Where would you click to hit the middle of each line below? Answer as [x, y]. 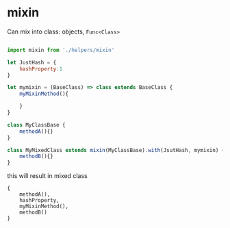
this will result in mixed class [47, 176]
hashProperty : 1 [41, 69]
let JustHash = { [32, 62]
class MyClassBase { [37, 125]
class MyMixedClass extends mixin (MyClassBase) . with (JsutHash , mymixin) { [116, 150]
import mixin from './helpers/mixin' [61, 50]
